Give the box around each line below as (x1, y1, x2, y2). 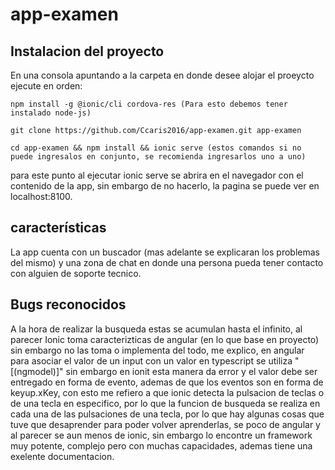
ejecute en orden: (10, 80, 83, 92)
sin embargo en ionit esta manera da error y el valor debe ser (65, 365, 318, 377)
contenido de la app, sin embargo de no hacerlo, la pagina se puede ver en (10, 180, 320, 192)
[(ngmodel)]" (10, 365, 64, 377)
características (10, 219, 107, 237)
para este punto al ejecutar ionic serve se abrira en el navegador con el (10, 169, 304, 181)
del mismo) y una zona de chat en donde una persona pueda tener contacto (10, 256, 324, 268)
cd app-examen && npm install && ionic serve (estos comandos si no (10, 143, 302, 153)
